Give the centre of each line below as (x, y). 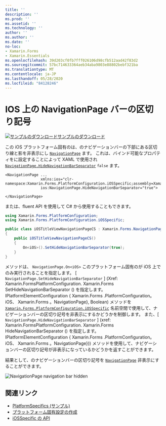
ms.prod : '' (17, 19)
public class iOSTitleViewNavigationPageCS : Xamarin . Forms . (69, 229)
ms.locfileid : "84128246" (32, 83)
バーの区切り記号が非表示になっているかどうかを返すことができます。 (85, 350)
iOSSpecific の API (31, 418)
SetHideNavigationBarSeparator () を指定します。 (55, 289)
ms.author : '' (20, 38)
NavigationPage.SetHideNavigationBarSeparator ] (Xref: (62, 279)
